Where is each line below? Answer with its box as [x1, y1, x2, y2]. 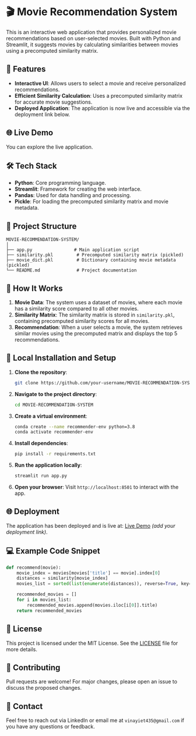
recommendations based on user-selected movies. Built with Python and [6, 35, 181, 42]
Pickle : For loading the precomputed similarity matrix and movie [14, 198, 169, 205]
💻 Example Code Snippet [6, 546, 100, 556]
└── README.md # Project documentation [6, 267, 137, 273]
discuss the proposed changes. [6, 685, 82, 692]
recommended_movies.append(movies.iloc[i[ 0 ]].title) [27, 602, 158, 608]
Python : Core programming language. [14, 180, 106, 187]
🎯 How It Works [6, 283, 63, 293]
